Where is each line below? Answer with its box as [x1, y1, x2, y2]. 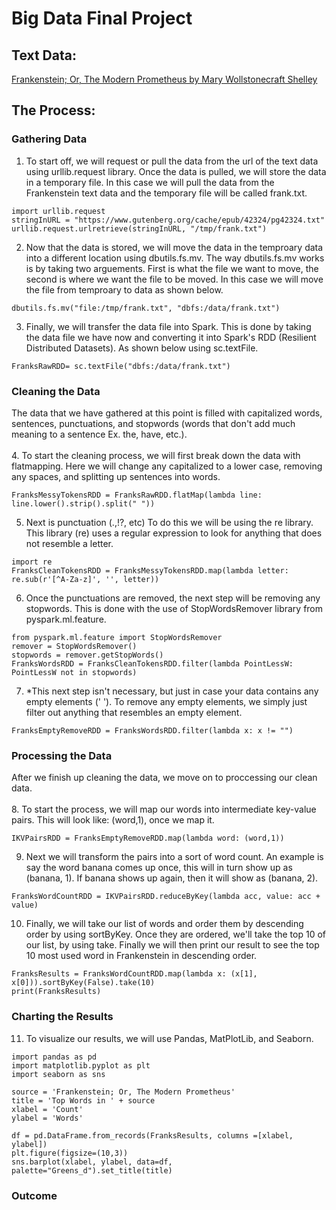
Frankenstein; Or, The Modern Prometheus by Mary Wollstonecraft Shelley [11, 73, 318, 85]
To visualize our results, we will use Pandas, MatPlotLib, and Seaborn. [25, 1032, 314, 1044]
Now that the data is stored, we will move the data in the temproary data [25, 241, 324, 253]
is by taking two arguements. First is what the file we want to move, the [25, 262, 319, 274]
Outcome [11, 1188, 58, 1202]
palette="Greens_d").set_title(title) [11, 1165, 173, 1176]
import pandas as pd [11, 1052, 98, 1062]
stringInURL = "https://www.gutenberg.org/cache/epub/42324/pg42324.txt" [11, 215, 326, 225]
